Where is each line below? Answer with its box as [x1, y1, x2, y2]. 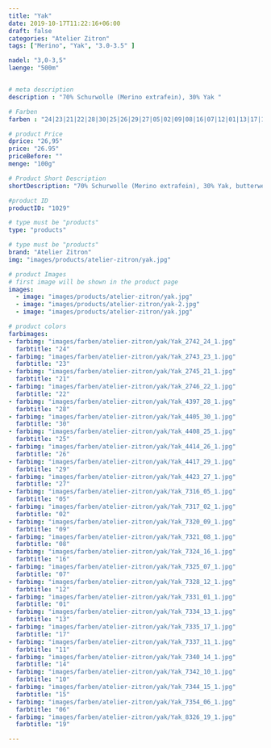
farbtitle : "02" [15, 510, 70, 518]
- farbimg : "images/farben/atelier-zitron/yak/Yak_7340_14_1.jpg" [8, 653, 236, 661]
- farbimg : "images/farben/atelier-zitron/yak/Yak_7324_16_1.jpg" [8, 548, 236, 556]
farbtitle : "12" [15, 585, 70, 594]
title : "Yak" [8, 11, 52, 20]
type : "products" [8, 226, 67, 234]
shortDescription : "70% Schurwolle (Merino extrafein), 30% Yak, [8, 182, 232, 190]
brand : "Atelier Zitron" [8, 248, 92, 256]
